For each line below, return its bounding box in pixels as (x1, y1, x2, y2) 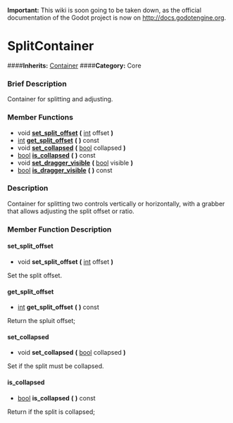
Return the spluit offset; (7, 317, 76, 325)
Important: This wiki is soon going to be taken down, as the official (7, 6, 202, 14)
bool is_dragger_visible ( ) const (17, 165, 113, 175)
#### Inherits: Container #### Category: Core (7, 61, 142, 70)
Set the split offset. (7, 271, 62, 279)
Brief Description (7, 79, 67, 89)
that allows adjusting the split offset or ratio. (7, 207, 135, 215)
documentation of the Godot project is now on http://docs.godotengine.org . (7, 13, 227, 22)
